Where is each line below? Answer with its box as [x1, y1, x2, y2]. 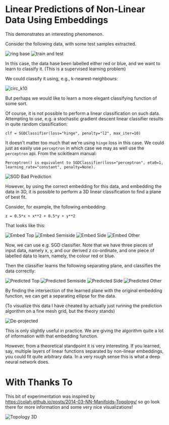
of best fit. [5, 194, 27, 200]
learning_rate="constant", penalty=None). [5, 164, 96, 170]
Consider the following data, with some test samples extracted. [5, 40, 137, 46]
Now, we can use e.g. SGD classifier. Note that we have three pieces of [5, 242, 153, 248]
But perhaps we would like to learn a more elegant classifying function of [5, 95, 157, 101]
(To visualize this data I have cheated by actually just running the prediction [5, 302, 162, 309]
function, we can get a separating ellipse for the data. [5, 293, 117, 299]
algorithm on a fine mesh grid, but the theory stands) [5, 308, 115, 314]
